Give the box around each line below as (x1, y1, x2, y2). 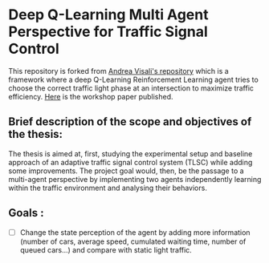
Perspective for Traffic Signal (8, 22, 208, 41)
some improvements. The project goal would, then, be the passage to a (8, 166, 244, 176)
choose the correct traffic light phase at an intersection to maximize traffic (8, 83, 255, 93)
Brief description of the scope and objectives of (8, 115, 252, 129)
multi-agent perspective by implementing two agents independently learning (8, 174, 262, 184)
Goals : (8, 206, 44, 220)
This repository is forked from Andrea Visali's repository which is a (8, 66, 229, 75)
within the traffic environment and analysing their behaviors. (8, 183, 207, 192)
